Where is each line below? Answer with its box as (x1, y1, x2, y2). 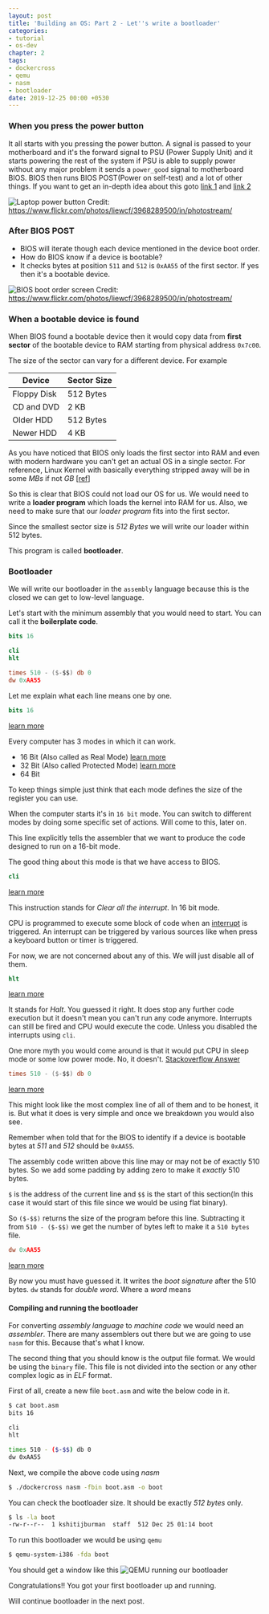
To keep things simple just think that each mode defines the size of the (8, 785, 243, 794)
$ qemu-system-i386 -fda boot (8, 1551, 110, 1559)
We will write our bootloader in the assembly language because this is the (8, 584, 250, 594)
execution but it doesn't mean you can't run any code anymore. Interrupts (8, 1013, 253, 1023)
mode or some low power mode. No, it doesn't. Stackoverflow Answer (8, 1054, 241, 1064)
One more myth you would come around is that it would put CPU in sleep (8, 1045, 249, 1056)
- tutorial (8, 34, 45, 43)
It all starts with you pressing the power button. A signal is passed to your (8, 138, 251, 149)
